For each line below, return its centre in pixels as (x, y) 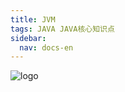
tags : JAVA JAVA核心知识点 (62, 29)
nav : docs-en (46, 47)
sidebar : (28, 38)
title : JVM (33, 19)
